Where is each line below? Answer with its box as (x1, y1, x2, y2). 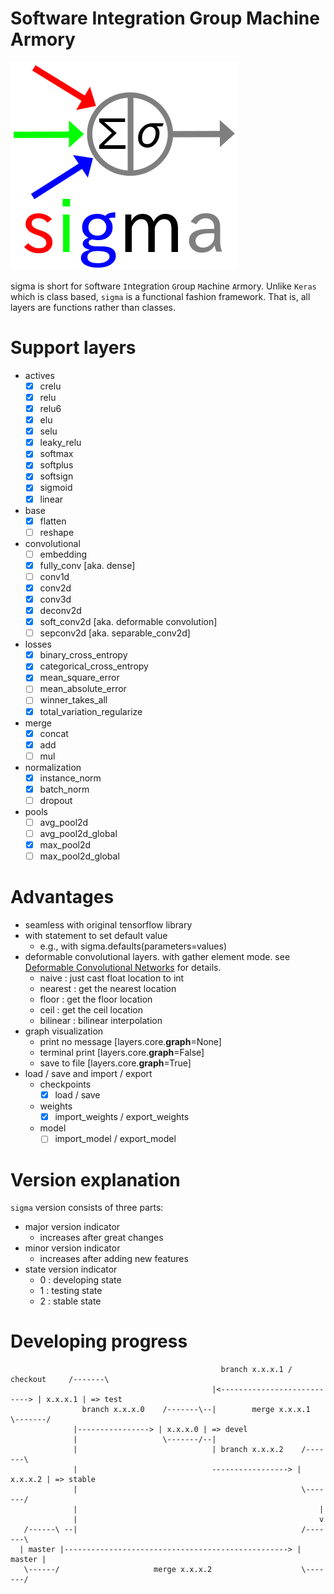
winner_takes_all (39, 694, 108, 706)
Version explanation (10, 1168, 181, 1191)
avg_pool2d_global (39, 828, 118, 839)
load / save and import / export (24, 1068, 153, 1080)
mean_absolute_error (39, 683, 127, 695)
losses (24, 638, 52, 651)
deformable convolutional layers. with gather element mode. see (24, 951, 291, 963)
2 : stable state (39, 1295, 102, 1307)
